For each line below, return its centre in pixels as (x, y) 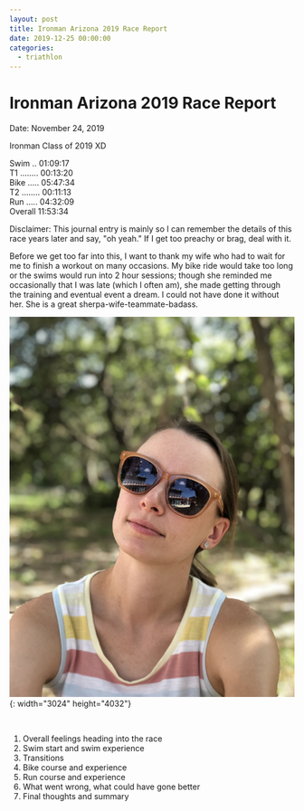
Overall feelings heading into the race (92, 739)
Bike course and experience (75, 768)
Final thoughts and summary (76, 797)
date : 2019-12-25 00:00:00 (60, 38)
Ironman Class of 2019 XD (58, 146)
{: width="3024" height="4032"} (71, 704)
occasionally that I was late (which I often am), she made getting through (145, 285)
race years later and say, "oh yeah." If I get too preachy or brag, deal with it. (151, 239)
